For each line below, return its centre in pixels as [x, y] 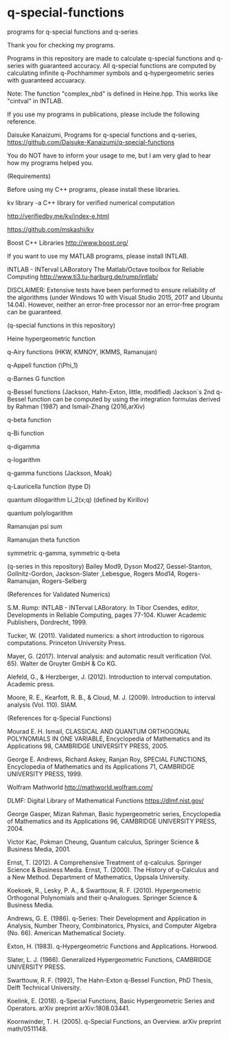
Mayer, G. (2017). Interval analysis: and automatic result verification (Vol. [110, 656]
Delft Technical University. [44, 987]
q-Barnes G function [36, 378]
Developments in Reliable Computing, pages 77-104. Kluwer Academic [107, 615]
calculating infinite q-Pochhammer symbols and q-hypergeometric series [111, 73]
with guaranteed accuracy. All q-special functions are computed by [121, 65]
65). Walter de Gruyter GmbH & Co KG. [62, 663]
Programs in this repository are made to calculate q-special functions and [111, 58]
